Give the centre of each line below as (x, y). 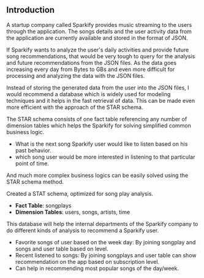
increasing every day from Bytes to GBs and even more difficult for (91, 69)
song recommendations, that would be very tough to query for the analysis (101, 56)
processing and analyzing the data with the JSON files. (76, 75)
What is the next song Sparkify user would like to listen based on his (101, 144)
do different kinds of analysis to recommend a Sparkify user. (83, 230)
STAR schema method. (35, 182)
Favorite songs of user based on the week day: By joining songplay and (105, 242)
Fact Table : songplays (43, 205)
